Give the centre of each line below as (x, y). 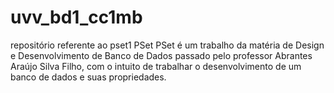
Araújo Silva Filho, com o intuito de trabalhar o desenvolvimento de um (156, 66)
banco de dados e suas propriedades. (88, 77)
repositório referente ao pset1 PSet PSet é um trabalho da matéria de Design (167, 45)
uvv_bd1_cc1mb (76, 17)
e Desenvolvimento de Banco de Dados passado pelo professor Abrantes (161, 55)
